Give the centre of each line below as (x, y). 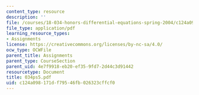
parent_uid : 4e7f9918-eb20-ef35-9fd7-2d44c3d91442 (70, 66)
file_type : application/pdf (41, 28)
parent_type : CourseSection (41, 61)
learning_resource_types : (38, 34)
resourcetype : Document (36, 72)
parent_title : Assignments (39, 55)
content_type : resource (36, 12)
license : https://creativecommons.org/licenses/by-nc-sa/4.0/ (84, 45)
